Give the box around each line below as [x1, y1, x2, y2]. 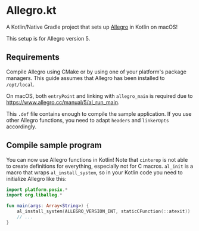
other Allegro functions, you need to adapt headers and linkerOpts [6, 116, 169, 124]
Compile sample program [6, 140, 102, 150]
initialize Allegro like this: [6, 175, 67, 182]
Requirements [6, 52, 60, 63]
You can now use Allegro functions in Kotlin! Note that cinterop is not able [6, 156, 188, 163]
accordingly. [6, 123, 37, 130]
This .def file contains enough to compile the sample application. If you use [6, 110, 192, 117]
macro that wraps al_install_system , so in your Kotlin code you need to [6, 168, 183, 176]
